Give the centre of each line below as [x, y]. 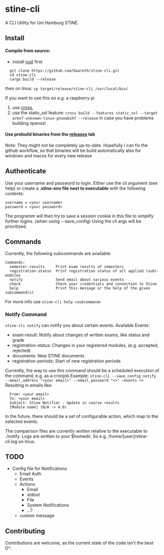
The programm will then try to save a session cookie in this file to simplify [79, 216]
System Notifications [48, 505]
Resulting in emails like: [29, 385]
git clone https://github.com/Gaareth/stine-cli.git [65, 71]
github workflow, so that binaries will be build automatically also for [73, 150]
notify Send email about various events [67, 280]
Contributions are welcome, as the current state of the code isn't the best [79, 543]
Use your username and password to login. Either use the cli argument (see [82, 183]
